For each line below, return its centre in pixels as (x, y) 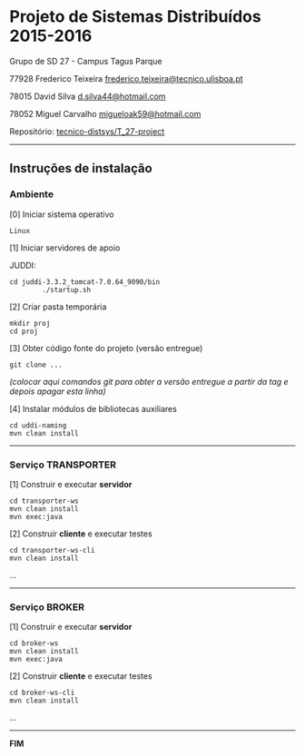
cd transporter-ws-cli (52, 550)
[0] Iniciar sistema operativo (62, 214)
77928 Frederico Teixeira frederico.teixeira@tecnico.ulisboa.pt (126, 78)
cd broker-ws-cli (42, 693)
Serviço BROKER (47, 607)
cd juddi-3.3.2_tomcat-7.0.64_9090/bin (85, 282)
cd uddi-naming (38, 425)
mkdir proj (30, 323)
